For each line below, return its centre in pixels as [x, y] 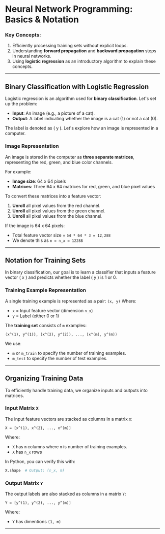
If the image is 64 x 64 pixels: [35, 226]
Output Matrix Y [24, 483]
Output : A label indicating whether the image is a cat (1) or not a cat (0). [85, 119]
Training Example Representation [46, 290]
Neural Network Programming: [69, 9]
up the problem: [21, 104]
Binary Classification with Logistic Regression [77, 86]
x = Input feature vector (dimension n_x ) [53, 310]
